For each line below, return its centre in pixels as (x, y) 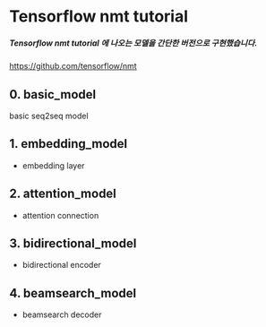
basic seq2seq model (49, 116)
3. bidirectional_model (73, 243)
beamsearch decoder (62, 314)
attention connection (60, 215)
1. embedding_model (69, 144)
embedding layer (53, 165)
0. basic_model (53, 95)
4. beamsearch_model (73, 293)
